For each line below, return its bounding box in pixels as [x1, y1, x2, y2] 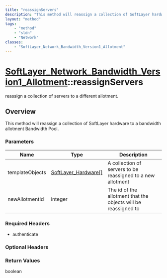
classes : [5, 40, 23, 45]
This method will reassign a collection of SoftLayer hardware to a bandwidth [5, 121, 162, 127]
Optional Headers [5, 244, 49, 251]
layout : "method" [5, 16, 41, 21]
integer [51, 195, 68, 202]
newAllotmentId [7, 195, 44, 202]
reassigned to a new [107, 172, 155, 179]
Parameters [5, 138, 34, 145]
